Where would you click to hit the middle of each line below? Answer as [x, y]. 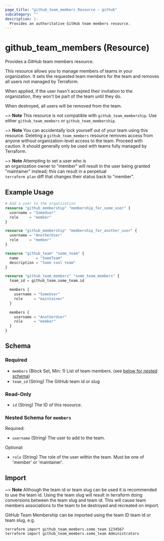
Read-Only [18, 394]
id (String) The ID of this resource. [47, 405]
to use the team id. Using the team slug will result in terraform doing [74, 495]
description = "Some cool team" [43, 263]
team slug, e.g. [20, 520]
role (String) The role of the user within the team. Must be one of [78, 457]
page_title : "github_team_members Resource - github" [61, 10]
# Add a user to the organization [41, 203]
